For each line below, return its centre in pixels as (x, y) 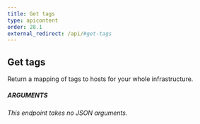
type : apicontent (33, 20)
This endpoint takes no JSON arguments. (67, 113)
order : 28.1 (25, 27)
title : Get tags (31, 14)
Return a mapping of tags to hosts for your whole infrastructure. (100, 79)
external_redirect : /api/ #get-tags (60, 33)
